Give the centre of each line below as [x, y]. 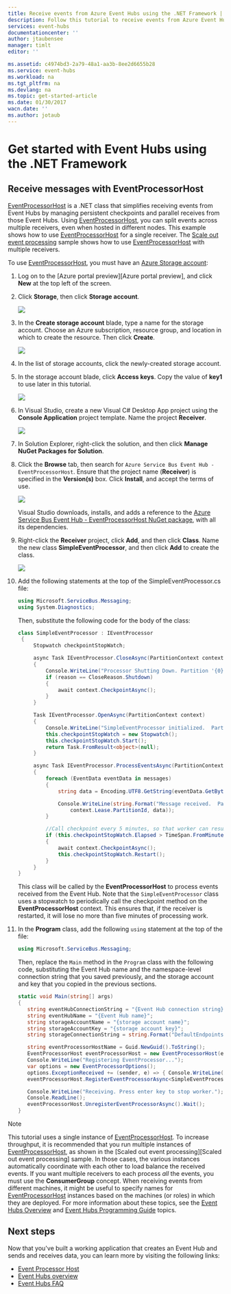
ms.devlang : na [29, 90]
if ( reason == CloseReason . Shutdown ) [99, 677]
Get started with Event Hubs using [107, 149]
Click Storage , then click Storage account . [78, 297]
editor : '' [23, 52]
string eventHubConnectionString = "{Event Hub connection [113, 1009]
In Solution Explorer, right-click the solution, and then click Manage [113, 443]
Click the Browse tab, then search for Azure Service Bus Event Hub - [116, 464]
